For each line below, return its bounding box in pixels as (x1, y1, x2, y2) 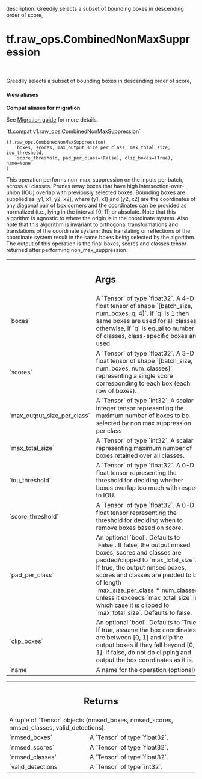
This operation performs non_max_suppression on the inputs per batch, (6, 176, 184, 183)
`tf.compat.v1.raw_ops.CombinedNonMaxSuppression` (6, 128, 141, 135)
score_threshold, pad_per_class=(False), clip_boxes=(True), (17, 155, 173, 161)
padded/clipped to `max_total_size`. (96, 556, 197, 564)
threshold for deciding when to (96, 516, 183, 524)
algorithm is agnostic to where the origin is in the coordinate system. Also (6, 215, 188, 222)
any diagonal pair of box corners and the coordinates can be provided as (6, 202, 187, 209)
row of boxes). (96, 386, 137, 395)
